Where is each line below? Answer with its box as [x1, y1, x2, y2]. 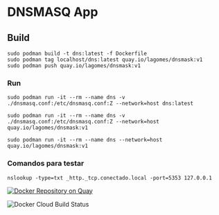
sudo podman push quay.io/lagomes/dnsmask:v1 [7, 62, 141, 69]
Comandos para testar [7, 159, 85, 169]
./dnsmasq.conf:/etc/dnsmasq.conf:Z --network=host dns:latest [7, 100, 194, 108]
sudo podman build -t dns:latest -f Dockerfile [7, 50, 148, 57]
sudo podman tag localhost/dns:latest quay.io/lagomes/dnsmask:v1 [7, 56, 203, 63]
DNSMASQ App [7, 4, 98, 20]
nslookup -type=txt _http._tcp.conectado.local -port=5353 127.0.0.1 [7, 174, 213, 181]
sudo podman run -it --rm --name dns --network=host [7, 137, 163, 144]
